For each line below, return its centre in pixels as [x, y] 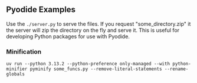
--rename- [176, 69]
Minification [24, 51]
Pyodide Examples [41, 10]
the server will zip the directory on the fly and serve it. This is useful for [93, 30]
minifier [17, 69]
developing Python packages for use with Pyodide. [68, 36]
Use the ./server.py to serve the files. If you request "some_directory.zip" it [98, 24]
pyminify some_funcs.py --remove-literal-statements [96, 69]
